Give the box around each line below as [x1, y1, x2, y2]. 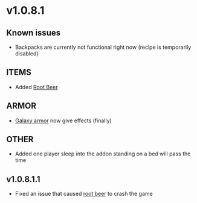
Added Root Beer [15, 83, 59, 90]
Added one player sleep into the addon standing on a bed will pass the [15, 150, 191, 157]
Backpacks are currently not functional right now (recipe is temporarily [15, 43, 192, 51]
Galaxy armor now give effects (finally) [15, 117, 112, 124]
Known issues [6, 28, 61, 38]
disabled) [15, 50, 39, 57]
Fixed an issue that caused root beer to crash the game [15, 190, 153, 198]
